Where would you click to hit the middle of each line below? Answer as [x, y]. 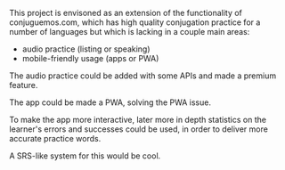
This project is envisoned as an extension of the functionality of [126, 13]
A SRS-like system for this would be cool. [85, 156]
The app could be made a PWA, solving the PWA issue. [110, 102]
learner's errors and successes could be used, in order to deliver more [139, 129]
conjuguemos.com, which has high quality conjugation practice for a [135, 22]
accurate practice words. [55, 138]
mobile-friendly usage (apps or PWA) [90, 58]
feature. [24, 85]
